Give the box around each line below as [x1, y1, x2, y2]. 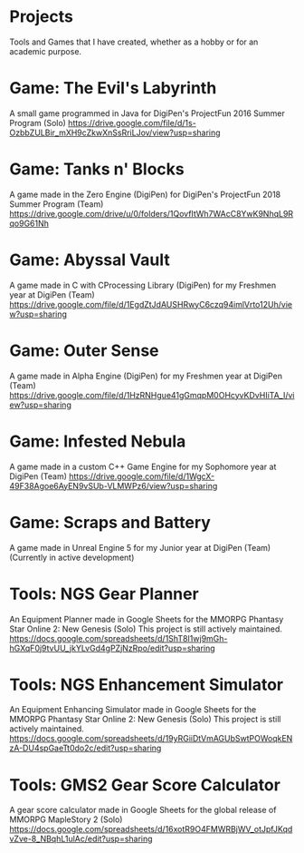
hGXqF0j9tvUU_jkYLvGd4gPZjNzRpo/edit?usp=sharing [9, 642, 215, 653]
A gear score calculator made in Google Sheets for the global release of [9, 805, 277, 816]
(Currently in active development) [9, 552, 135, 563]
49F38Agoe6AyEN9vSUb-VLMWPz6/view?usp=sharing [9, 480, 218, 491]
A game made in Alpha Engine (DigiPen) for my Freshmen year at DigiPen [9, 370, 283, 381]
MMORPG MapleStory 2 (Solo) [9, 814, 123, 825]
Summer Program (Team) [9, 198, 104, 210]
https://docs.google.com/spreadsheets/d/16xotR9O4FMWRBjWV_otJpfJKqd [9, 824, 293, 835]
